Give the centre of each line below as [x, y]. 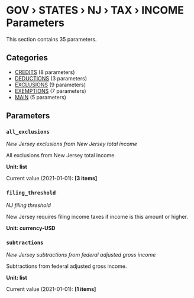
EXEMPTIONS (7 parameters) [51, 91]
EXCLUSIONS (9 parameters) [50, 85]
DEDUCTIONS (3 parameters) [51, 78]
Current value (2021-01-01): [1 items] [51, 289]
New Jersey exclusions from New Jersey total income [72, 144]
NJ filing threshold [29, 205]
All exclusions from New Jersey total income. [61, 156]
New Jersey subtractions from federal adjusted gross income [81, 255]
